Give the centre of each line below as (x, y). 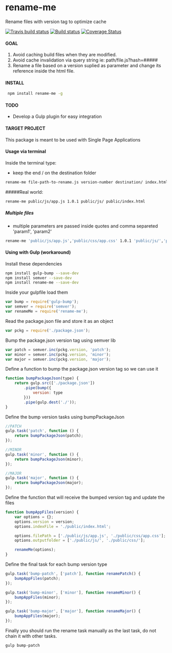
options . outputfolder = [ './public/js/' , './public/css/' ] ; (80, 540)
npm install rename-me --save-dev (42, 283)
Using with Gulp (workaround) (38, 252)
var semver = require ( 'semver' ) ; (41, 307)
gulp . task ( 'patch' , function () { (42, 431)
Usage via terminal (26, 151)
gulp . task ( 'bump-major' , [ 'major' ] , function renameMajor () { (73, 611)
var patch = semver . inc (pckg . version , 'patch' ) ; (58, 350)
